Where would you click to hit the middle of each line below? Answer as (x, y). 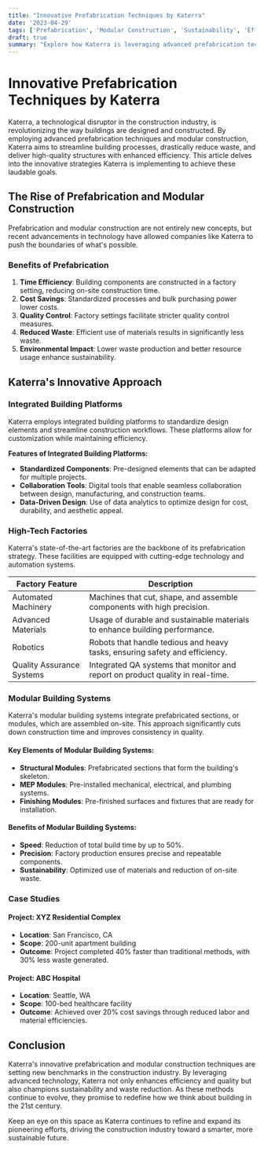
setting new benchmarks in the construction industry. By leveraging (117, 1072)
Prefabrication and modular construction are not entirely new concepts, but (130, 228)
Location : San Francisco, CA (66, 934)
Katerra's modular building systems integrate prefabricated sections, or (124, 715)
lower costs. (39, 307)
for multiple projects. (53, 477)
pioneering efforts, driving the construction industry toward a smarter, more (130, 1129)
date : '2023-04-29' (40, 23)
